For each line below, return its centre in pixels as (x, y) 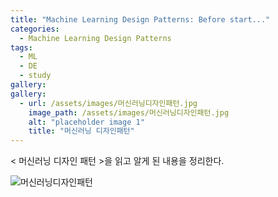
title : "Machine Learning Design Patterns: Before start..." (140, 19)
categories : (35, 29)
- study (35, 76)
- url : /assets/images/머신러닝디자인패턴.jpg (108, 103)
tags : (21, 47)
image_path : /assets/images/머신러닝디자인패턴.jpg (129, 112)
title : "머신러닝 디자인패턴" (81, 131)
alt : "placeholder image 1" (86, 122)
